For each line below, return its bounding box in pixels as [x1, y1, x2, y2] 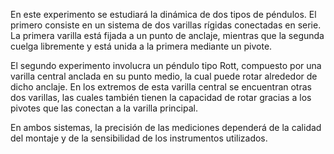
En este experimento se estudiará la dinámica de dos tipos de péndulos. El [10, 9, 317, 20]
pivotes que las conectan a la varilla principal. [10, 102, 199, 114]
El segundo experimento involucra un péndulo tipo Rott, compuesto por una [10, 60, 322, 71]
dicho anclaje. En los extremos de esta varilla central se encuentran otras [10, 81, 312, 93]
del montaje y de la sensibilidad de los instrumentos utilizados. [10, 132, 268, 144]
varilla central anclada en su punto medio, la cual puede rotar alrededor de [10, 70, 318, 82]
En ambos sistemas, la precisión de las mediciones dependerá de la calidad [10, 122, 322, 133]
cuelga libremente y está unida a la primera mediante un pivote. [10, 40, 273, 52]
